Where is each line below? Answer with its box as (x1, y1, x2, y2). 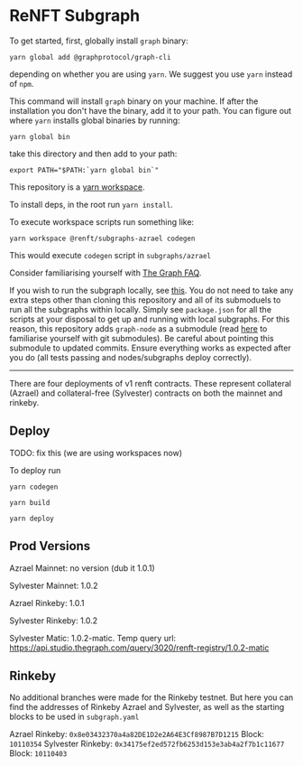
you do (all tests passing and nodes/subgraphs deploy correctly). (9, 351, 252, 362)
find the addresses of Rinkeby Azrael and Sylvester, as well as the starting (9, 702, 285, 713)
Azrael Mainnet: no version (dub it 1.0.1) (9, 562, 155, 574)
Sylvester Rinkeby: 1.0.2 (9, 615, 98, 626)
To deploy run (9, 464, 61, 475)
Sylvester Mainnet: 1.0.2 (9, 580, 98, 591)
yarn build (9, 498, 50, 507)
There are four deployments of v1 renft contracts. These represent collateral (9, 378, 291, 388)
